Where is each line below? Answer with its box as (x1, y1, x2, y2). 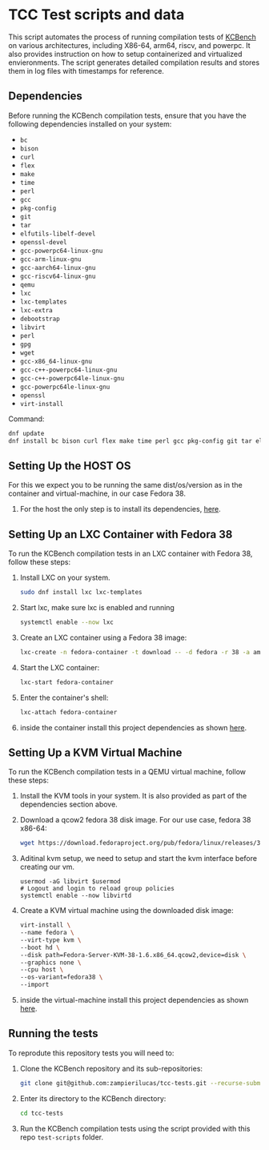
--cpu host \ (19, 966, 64, 974)
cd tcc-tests (19, 1109, 64, 1117)
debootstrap (19, 315, 60, 323)
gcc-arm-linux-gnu (19, 255, 82, 263)
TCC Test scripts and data (8, 6, 185, 24)
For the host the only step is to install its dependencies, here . (19, 505, 222, 514)
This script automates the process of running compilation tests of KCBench (8, 32, 256, 42)
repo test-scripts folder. (19, 1132, 104, 1142)
